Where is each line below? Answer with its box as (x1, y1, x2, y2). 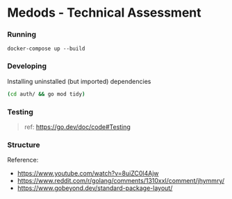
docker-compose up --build (7, 45, 85, 53)
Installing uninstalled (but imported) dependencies (7, 77, 151, 85)
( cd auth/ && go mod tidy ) (7, 90, 85, 98)
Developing (7, 61, 47, 71)
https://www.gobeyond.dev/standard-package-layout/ (17, 184, 173, 192)
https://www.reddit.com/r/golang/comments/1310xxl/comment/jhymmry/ (17, 177, 224, 185)
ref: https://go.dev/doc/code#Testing (24, 123, 131, 131)
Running (7, 30, 37, 40)
